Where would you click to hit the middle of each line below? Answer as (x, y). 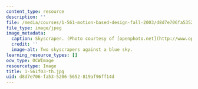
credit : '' (25, 44)
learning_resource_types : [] (42, 55)
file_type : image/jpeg (34, 28)
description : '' (26, 17)
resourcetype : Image (32, 66)
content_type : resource (35, 11)
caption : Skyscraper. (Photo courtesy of (63, 39)
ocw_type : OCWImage (30, 60)
